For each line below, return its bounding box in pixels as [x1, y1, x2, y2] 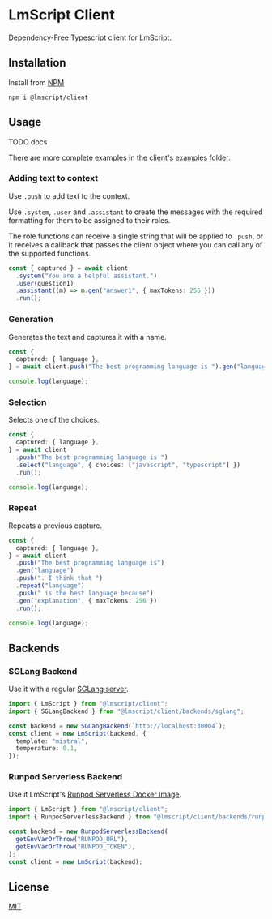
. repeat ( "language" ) [15, 582, 85, 590]
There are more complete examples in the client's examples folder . [8, 152, 231, 162]
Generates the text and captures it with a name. [8, 332, 168, 341]
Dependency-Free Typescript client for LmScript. [8, 32, 172, 42]
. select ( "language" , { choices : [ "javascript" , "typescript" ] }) [15, 461, 241, 469]
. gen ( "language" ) [15, 566, 74, 575]
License [8, 880, 49, 894]
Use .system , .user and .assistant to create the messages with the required [8, 207, 263, 217]
